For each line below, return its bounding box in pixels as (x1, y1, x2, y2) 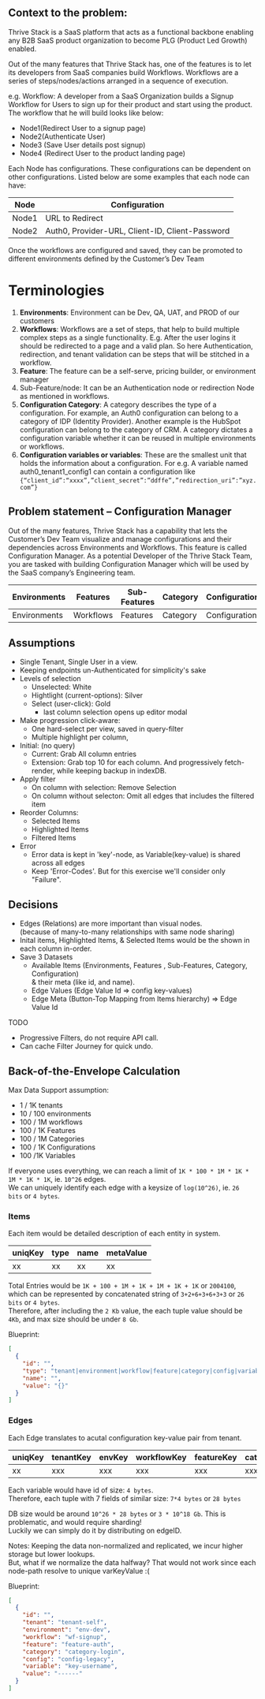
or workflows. (19, 442, 65, 451)
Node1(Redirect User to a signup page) (19, 123, 146, 132)
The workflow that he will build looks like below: (8, 108, 164, 117)
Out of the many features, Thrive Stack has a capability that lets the (8, 526, 228, 535)
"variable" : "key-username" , (22, 1663, 118, 1671)
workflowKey (135, 1451, 187, 1462)
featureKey (194, 1451, 237, 1462)
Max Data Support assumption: (8, 1086, 109, 1094)
